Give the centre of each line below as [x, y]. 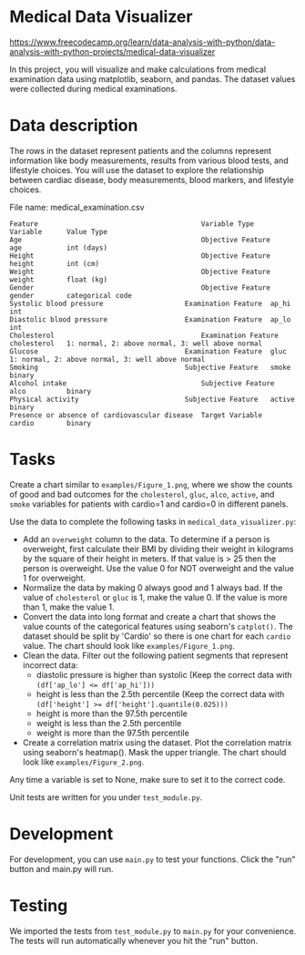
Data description [74, 126]
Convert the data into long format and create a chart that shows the [149, 616]
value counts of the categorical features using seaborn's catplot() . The [158, 626]
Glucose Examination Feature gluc [148, 351]
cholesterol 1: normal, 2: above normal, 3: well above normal [136, 344]
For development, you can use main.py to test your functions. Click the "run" [152, 859]
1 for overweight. [54, 578]
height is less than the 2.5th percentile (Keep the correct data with [160, 693]
